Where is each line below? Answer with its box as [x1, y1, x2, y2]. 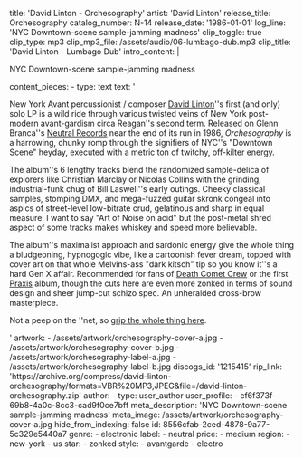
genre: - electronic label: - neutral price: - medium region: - [69, 429, 290, 439]
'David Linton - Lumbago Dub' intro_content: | [9, 46, 180, 57]
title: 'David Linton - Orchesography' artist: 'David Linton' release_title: [9, 8, 271, 18]
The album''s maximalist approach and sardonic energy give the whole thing [9, 240, 295, 250]
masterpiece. [9, 298, 59, 308]
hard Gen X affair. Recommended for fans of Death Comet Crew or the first [9, 269, 289, 279]
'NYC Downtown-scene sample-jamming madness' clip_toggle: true [9, 27, 262, 37]
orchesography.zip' [9, 390, 81, 401]
